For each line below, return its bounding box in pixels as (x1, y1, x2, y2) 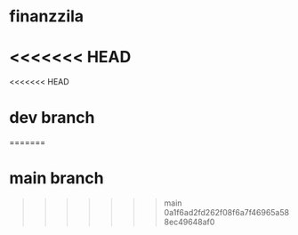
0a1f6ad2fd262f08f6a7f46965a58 (164, 207, 290, 217)
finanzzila (9, 6, 85, 27)
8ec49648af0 (164, 216, 215, 227)
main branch (9, 168, 104, 189)
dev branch (9, 108, 95, 128)
